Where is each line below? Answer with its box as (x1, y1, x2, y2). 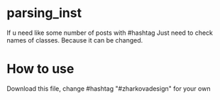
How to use (6, 61, 75, 77)
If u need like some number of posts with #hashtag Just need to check (6, 28, 214, 37)
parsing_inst (6, 5, 82, 21)
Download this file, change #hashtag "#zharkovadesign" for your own (6, 84, 211, 93)
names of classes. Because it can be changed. (6, 35, 143, 44)
